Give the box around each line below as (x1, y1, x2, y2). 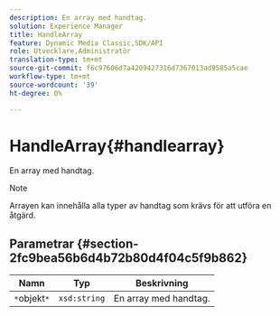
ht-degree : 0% (9, 88, 63, 98)
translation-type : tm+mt (9, 55, 103, 64)
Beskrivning (135, 277, 189, 290)
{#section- (76, 236, 139, 251)
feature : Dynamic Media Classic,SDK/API (9, 38, 164, 48)
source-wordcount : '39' (9, 80, 99, 89)
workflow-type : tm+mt (9, 72, 91, 81)
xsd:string (58, 293, 106, 303)
